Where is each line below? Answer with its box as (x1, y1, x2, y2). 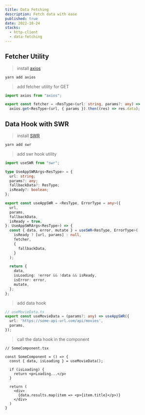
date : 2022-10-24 (5, 20, 40, 26)
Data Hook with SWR (5, 120, 69, 128)
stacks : (5, 25, 21, 30)
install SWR (17, 133, 40, 138)
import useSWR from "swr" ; (5, 160, 60, 165)
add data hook (17, 300, 46, 306)
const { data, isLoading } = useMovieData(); (9, 358, 104, 363)
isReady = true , (9, 219, 42, 224)
